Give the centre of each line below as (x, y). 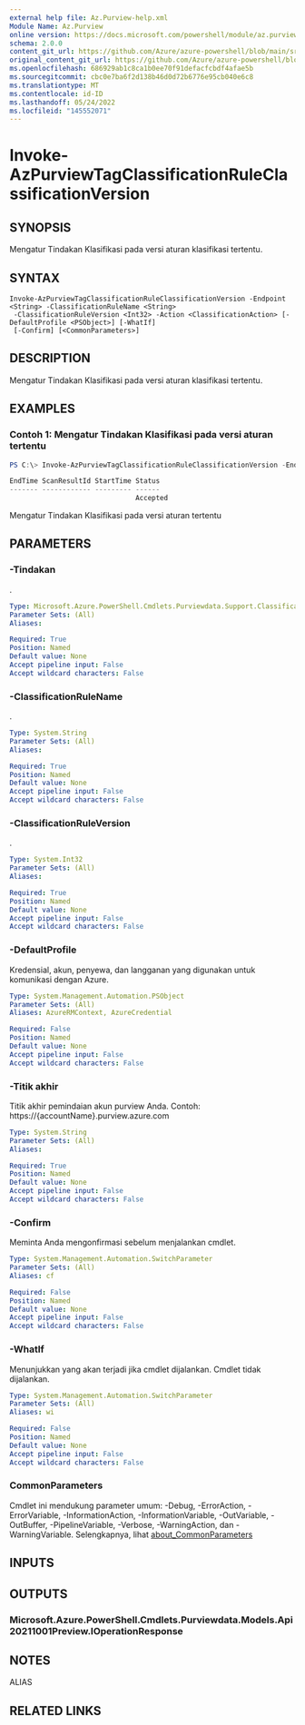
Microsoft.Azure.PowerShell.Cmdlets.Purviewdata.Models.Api (151, 1620)
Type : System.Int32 (46, 860)
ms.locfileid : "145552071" (60, 111)
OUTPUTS (39, 1594)
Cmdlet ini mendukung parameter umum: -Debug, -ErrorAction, (128, 1505)
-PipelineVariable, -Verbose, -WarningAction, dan (142, 1524)
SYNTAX (35, 278)
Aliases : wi (32, 1413)
